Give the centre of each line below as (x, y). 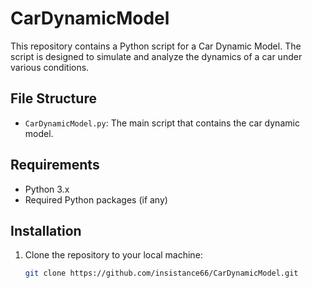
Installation (46, 230)
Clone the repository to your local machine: (113, 255)
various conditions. (50, 67)
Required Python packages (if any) (96, 199)
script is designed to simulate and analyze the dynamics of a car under (156, 56)
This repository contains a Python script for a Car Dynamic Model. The (156, 46)
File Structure (53, 98)
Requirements (55, 165)
